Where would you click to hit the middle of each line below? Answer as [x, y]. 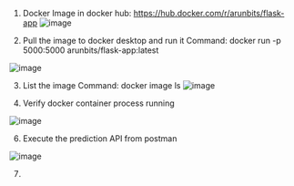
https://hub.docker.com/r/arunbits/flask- [209, 13]
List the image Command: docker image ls [101, 85]
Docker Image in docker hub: [77, 13]
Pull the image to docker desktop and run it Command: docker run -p [152, 41]
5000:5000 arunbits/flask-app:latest [91, 50]
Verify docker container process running [98, 103]
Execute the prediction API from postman [100, 139]
